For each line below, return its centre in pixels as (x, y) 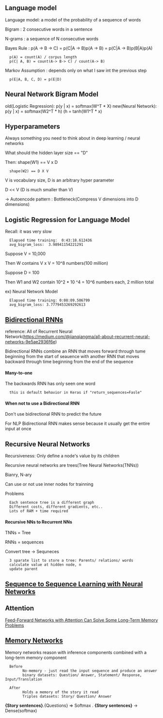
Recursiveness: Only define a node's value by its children (62, 456)
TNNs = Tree (18, 533)
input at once (18, 429)
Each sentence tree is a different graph (52, 503)
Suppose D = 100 (22, 273)
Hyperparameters (33, 127)
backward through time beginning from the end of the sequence (69, 362)
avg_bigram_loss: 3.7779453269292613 (48, 305)
